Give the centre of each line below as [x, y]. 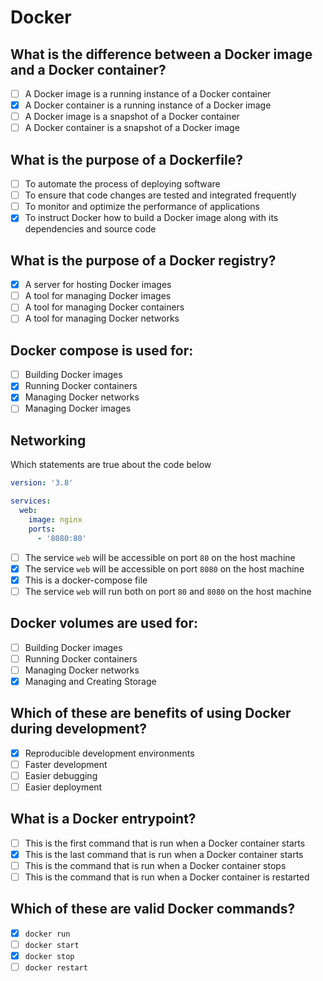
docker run [47, 934]
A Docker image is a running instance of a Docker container [148, 94]
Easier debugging [61, 775]
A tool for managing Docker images [98, 296]
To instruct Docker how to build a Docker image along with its [151, 218]
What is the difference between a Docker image [161, 54]
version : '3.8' [42, 483]
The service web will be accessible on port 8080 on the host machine [164, 568]
